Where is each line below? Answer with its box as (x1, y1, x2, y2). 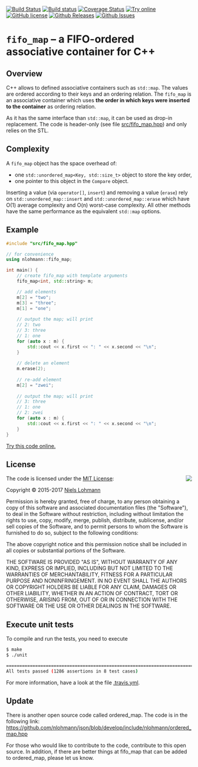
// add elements (16, 289, 57, 295)
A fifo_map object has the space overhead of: (6, 159, 117, 167)
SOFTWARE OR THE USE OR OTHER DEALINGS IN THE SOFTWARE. (6, 602, 171, 609)
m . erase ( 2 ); (16, 366, 46, 372)
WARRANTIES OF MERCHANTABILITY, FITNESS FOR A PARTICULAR (6, 571, 173, 578)
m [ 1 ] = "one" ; (16, 305, 51, 311)
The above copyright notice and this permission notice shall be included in (6, 541, 187, 548)
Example (6, 225, 39, 235)
